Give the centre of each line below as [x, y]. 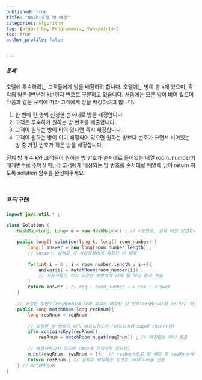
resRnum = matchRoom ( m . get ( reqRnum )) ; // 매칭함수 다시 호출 [113, 337]
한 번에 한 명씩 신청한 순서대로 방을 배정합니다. [69, 115]
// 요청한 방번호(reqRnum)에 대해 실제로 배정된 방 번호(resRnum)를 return [102, 304]
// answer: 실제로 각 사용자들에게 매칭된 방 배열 [82, 253]
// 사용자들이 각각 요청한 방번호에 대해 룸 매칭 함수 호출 [101, 276]
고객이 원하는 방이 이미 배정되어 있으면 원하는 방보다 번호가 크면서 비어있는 [103, 137]
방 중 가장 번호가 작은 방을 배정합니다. [59, 145]
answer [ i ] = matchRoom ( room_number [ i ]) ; [91, 270]
